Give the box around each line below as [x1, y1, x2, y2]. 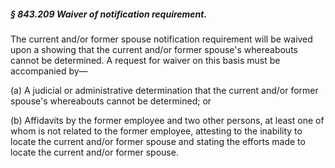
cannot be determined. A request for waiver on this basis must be [10, 54, 281, 66]
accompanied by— [10, 65, 88, 77]
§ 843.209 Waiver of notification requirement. [10, 8, 208, 20]
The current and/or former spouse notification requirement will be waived [10, 33, 313, 45]
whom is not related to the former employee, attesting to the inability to [10, 125, 303, 137]
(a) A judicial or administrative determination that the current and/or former [10, 84, 319, 96]
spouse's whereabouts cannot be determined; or [10, 95, 212, 107]
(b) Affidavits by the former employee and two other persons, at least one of [10, 114, 325, 126]
